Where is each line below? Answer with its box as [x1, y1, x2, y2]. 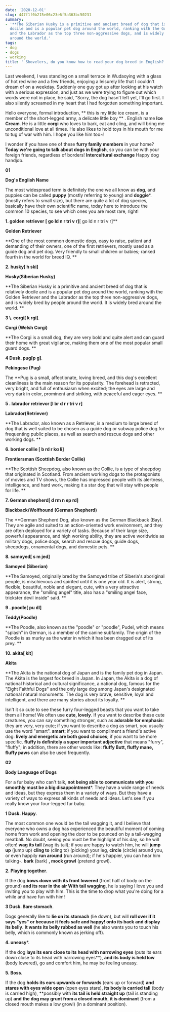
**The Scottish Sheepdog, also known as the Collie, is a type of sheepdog [5, 466, 161, 472]
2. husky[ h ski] [5, 264, 38, 270]
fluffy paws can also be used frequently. [5, 749, 91, 756]
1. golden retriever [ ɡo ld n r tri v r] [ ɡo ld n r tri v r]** [5, 218, 118, 224]
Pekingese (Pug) [5, 365, 41, 371]
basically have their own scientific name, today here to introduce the [5, 203, 148, 209]
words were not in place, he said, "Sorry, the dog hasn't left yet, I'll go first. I [5, 95, 164, 101]
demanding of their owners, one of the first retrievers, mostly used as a [5, 243, 154, 249]
